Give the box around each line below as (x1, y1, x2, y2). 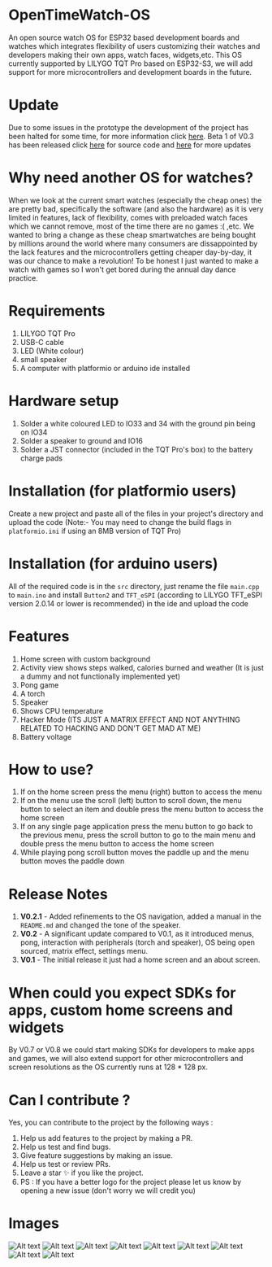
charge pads (19, 453, 63, 463)
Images (8, 1214, 59, 1233)
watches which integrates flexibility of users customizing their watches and (8, 41, 261, 50)
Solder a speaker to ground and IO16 (19, 435, 144, 445)
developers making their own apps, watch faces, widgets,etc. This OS (8, 50, 242, 59)
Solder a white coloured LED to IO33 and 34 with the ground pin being (19, 418, 256, 428)
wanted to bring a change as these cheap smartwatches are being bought (8, 229, 257, 239)
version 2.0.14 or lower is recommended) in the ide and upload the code (8, 598, 249, 608)
